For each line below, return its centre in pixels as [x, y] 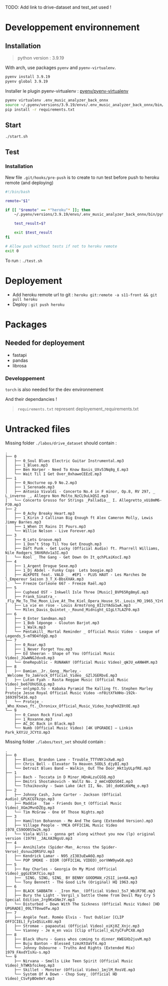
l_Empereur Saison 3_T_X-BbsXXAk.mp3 [44, 579]
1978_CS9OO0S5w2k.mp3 [28, 830]
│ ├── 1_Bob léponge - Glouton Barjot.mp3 [52, 623]
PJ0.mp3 [13, 505]
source [12, 105]
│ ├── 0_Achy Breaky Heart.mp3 [40, 513]
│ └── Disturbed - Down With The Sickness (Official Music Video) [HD [82, 904]
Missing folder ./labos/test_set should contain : [55, 742]
